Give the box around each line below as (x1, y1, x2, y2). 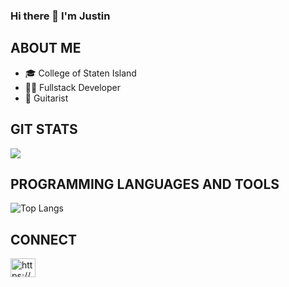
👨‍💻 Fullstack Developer (24, 81, 122, 93)
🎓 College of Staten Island (24, 67, 137, 79)
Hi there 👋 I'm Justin (10, 9, 111, 23)
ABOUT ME (10, 40, 82, 57)
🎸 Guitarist (24, 92, 69, 104)
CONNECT (10, 231, 78, 248)
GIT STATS (10, 121, 78, 138)
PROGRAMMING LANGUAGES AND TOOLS (10, 175, 280, 193)
